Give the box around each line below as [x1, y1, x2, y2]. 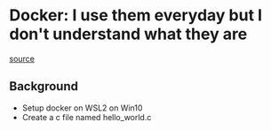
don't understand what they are [9, 24, 248, 44]
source [9, 53, 36, 64]
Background [9, 79, 78, 94]
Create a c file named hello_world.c [21, 111, 152, 122]
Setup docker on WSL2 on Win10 [21, 103, 143, 113]
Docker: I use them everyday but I [9, 5, 263, 26]
